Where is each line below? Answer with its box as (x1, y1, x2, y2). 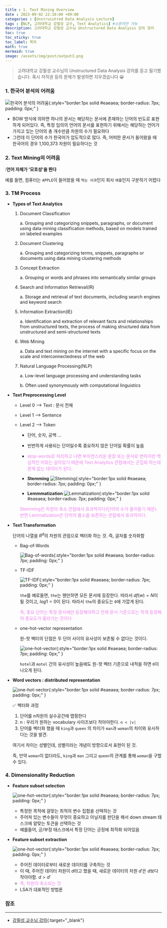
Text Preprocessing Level (12, 392, 66, 398)
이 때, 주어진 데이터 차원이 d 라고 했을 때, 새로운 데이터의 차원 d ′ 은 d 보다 (19, 868, 159, 874)
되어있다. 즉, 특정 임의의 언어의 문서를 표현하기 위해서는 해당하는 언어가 (21, 122, 160, 128)
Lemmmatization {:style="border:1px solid (27, 491, 150, 497)
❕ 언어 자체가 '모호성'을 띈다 (5, 166, 57, 172)
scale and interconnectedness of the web (19, 353, 105, 359)
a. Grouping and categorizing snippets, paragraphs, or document (19, 220, 153, 226)
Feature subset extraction (12, 837, 67, 843)
